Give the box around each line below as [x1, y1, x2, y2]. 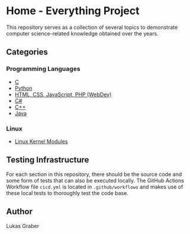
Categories [6, 47, 49, 57]
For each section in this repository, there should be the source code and [6, 170, 182, 178]
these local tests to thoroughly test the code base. [6, 189, 128, 196]
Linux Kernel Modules [14, 138, 68, 145]
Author [6, 207, 33, 217]
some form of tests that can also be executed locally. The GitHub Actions [6, 177, 185, 184]
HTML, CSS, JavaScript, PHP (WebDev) [14, 90, 112, 98]
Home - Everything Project [6, 4, 140, 18]
